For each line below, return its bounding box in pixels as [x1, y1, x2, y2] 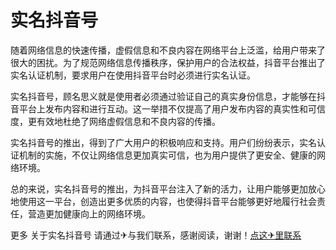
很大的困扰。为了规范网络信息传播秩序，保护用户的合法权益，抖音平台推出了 [10, 56, 326, 68]
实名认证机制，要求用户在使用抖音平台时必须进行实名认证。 [10, 69, 256, 81]
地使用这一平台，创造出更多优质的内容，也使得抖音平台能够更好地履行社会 [10, 195, 317, 207]
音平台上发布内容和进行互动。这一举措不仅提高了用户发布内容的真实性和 [10, 102, 308, 115]
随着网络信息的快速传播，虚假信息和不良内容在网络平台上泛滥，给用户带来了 [10, 44, 326, 56]
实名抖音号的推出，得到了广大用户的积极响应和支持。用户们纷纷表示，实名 [10, 136, 317, 148]
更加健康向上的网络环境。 [44, 207, 151, 220]
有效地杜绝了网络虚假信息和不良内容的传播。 [36, 115, 221, 127]
